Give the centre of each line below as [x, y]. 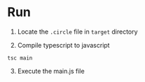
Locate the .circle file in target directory [77, 32]
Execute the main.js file [51, 71]
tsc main [20, 58]
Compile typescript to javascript [63, 45]
